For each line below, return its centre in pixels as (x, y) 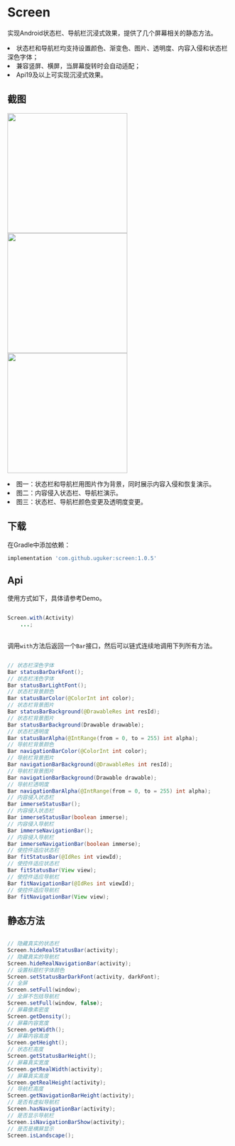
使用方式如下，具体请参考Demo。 (56, 599)
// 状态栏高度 (26, 1049)
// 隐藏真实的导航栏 (33, 957)
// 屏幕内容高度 (28, 1036)
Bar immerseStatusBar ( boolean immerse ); (68, 818)
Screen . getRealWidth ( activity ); (55, 1069)
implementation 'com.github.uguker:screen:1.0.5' (82, 558)
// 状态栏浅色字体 (31, 679)
